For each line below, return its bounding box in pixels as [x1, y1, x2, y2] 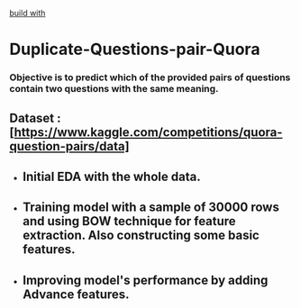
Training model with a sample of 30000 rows [22, 200, 279, 215]
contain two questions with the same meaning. [9, 83, 219, 95]
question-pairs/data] [9, 139, 130, 154]
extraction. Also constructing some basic [22, 228, 259, 243]
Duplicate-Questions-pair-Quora [9, 40, 260, 59]
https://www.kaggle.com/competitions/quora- [14, 124, 283, 140]
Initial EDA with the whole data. [22, 168, 201, 184]
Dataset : [9, 110, 61, 125]
